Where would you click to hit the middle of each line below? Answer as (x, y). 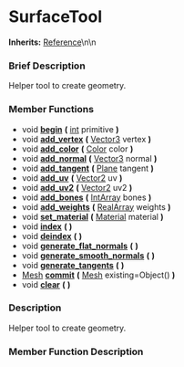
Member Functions (51, 110)
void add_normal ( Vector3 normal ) (89, 158)
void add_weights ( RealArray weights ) (96, 206)
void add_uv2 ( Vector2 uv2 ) (77, 187)
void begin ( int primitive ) (70, 129)
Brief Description (47, 66)
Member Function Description (76, 351)
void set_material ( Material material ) (93, 216)
